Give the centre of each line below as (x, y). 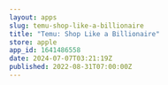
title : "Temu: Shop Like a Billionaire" (85, 34)
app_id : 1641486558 (45, 50)
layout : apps (33, 17)
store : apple (33, 42)
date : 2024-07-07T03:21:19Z (61, 58)
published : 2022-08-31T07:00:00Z (71, 67)
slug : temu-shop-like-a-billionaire (76, 26)
